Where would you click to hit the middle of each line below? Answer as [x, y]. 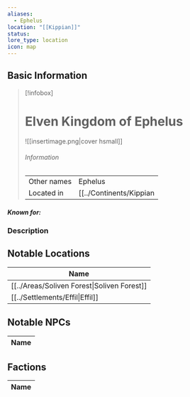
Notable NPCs [39, 323]
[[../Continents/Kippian [116, 192]
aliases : [20, 14]
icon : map [22, 47]
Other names [50, 181]
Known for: [24, 212]
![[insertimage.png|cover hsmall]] [73, 141]
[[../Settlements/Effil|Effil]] [55, 297]
